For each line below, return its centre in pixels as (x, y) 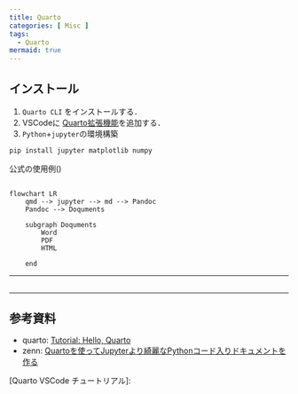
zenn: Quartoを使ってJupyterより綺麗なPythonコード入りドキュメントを (154, 351)
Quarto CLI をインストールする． (82, 111)
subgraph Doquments (61, 225)
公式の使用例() (35, 169)
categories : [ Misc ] (49, 26)
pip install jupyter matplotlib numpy (81, 150)
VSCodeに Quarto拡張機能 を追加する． (94, 122)
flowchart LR (33, 194)
